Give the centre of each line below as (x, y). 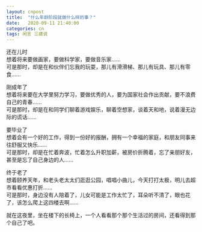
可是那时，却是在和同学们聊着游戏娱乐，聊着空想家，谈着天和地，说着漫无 (98, 110)
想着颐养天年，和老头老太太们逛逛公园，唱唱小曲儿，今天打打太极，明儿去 (98, 180)
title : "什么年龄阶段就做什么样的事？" (51, 17)
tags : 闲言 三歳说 (27, 34)
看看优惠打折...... (32, 188)
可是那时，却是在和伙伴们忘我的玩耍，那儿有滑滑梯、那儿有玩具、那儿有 (96, 67)
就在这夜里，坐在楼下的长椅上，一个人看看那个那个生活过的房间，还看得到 (98, 215)
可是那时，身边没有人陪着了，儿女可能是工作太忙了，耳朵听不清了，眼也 (96, 195)
